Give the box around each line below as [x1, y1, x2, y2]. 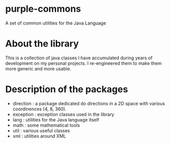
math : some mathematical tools [12, 122, 80, 128]
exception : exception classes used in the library [12, 111, 114, 117]
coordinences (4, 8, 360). [12, 106, 67, 112]
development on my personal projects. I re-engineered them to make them [5, 60, 162, 66]
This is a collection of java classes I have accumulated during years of [5, 55, 153, 61]
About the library [5, 38, 79, 50]
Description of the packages [5, 84, 129, 95]
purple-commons [5, 3, 81, 15]
